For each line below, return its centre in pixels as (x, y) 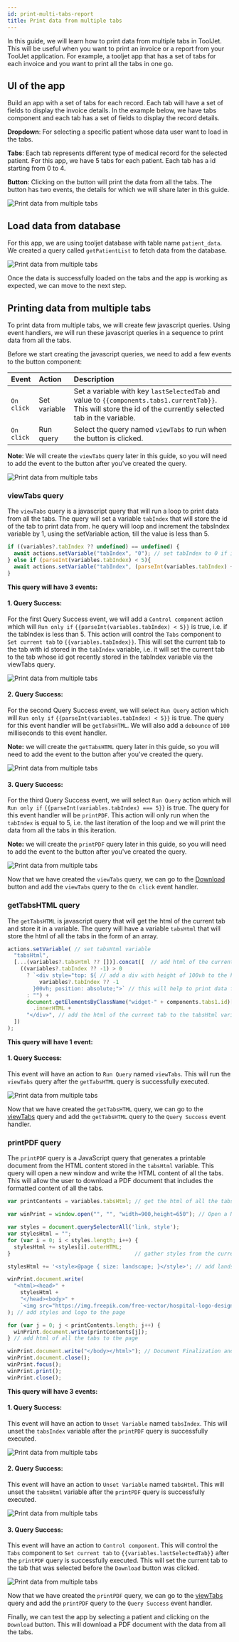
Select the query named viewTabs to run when (150, 429)
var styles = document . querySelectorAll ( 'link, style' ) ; (94, 1227)
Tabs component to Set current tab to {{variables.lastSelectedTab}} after (118, 1553)
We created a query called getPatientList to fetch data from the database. (117, 250)
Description (94, 379)
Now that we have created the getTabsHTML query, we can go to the (106, 1109)
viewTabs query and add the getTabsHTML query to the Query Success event (117, 1117)
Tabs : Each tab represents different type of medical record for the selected (117, 153)
